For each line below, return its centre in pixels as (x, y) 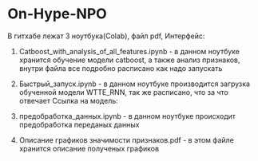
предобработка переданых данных (79, 124)
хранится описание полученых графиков (89, 148)
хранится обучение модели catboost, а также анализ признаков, (129, 60)
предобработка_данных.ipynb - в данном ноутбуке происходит (127, 116)
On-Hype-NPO (57, 14)
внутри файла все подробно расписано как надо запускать (121, 68)
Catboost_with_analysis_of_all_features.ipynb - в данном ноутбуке (129, 51)
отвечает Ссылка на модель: (69, 100)
